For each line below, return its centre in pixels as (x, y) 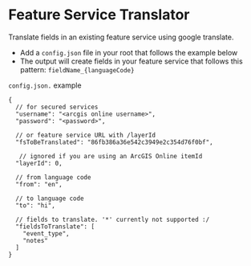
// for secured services (57, 107)
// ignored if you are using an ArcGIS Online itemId (111, 156)
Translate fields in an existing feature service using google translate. (121, 37)
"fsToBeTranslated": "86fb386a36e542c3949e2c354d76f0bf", (115, 142)
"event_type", (46, 233)
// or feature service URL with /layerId (86, 135)
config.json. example (45, 85)
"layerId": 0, (39, 163)
